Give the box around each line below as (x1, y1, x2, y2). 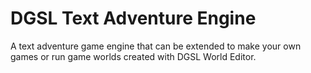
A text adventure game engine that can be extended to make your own (10, 40, 302, 52)
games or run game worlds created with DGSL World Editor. (10, 50, 257, 62)
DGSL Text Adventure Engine (10, 7, 257, 30)
